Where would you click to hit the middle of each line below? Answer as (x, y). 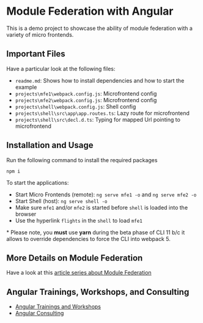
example (26, 87)
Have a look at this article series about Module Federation (79, 273)
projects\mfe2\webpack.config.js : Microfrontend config (86, 100)
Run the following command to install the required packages (82, 160)
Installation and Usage (50, 145)
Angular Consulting (39, 313)
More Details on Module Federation (75, 258)
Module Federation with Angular (90, 11)
